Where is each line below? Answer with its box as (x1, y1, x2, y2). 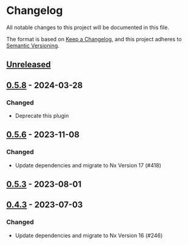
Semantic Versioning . (6, 42, 59, 49)
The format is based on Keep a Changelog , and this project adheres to (6, 35, 182, 42)
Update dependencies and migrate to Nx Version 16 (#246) (15, 232, 163, 239)
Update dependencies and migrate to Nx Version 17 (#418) (15, 161, 162, 169)
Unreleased (6, 59, 52, 70)
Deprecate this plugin (15, 112, 69, 119)
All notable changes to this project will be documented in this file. (6, 24, 170, 31)
